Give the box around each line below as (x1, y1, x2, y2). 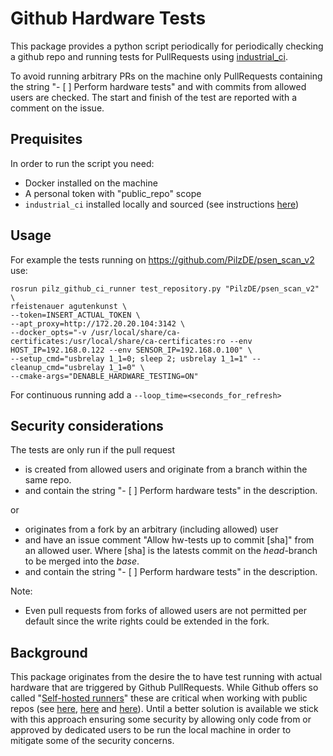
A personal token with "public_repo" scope (24, 187, 202, 199)
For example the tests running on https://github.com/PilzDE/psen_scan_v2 (10, 253, 315, 266)
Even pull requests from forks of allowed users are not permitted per (24, 605, 307, 617)
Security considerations (10, 417, 164, 434)
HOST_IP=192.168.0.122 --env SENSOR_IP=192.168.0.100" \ (10, 345, 253, 355)
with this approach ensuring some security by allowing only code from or (10, 713, 312, 726)
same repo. (24, 474, 72, 486)
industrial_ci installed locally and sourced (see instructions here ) (24, 198, 300, 210)
